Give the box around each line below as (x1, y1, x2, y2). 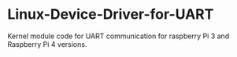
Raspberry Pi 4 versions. (7, 39, 87, 48)
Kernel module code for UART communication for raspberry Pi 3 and (7, 31, 230, 41)
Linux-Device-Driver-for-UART (7, 5, 214, 23)
